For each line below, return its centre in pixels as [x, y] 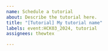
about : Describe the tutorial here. [52, 17]
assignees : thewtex [30, 34]
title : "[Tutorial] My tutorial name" [54, 23]
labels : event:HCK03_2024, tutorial [52, 28]
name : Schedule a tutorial [40, 12]
